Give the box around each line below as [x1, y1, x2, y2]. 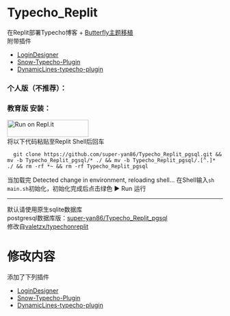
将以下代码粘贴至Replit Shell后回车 [7, 137, 105, 146]
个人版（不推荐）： [7, 83, 67, 93]
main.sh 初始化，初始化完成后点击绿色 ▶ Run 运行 [7, 185, 146, 193]
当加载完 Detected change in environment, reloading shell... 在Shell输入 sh [7, 176, 214, 184]
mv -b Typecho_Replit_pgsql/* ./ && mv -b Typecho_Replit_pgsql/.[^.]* [7, 157, 216, 164]
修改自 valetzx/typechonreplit [7, 222, 89, 231]
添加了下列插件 [7, 273, 49, 281]
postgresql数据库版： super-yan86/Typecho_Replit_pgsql [7, 214, 168, 222]
